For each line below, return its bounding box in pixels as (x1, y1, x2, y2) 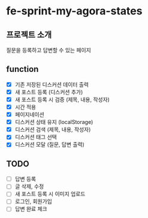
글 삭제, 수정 (14, 183, 44, 190)
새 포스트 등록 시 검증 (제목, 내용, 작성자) (14, 96, 110, 103)
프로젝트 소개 (6, 29, 52, 40)
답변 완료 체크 (14, 205, 47, 213)
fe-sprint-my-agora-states (6, 4, 143, 18)
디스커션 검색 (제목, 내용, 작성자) (14, 126, 91, 133)
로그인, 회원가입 (14, 198, 52, 205)
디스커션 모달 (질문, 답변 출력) (14, 141, 85, 148)
